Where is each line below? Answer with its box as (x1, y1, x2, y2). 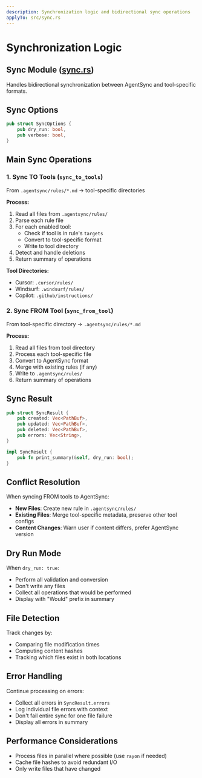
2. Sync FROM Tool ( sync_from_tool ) (6, 307, 114, 315)
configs (15, 518, 34, 525)
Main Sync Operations (6, 155, 92, 165)
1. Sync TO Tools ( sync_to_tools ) (6, 173, 103, 181)
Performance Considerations (6, 736, 118, 746)
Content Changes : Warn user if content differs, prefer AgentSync (15, 524, 179, 531)
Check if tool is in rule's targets (24, 229, 103, 236)
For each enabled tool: (15, 223, 71, 230)
